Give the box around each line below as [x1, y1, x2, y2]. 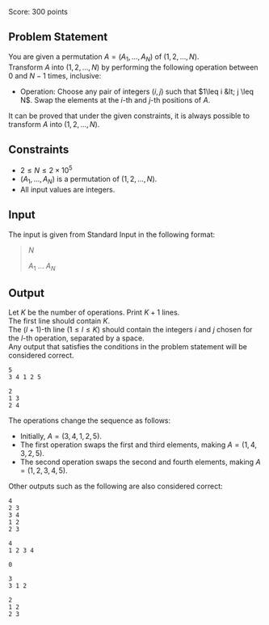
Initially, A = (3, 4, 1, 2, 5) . [19, 432, 103, 441]
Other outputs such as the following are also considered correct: [8, 481, 224, 492]
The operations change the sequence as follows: [8, 416, 171, 425]
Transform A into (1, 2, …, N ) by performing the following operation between [8, 62, 258, 72]
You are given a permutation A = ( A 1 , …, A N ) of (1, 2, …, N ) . [8, 52, 200, 63]
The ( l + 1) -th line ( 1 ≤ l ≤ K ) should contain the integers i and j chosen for [8, 325, 253, 335]
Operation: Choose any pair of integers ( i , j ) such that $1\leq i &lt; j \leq [19, 87, 254, 96]
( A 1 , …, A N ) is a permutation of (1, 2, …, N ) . [19, 174, 158, 185]
